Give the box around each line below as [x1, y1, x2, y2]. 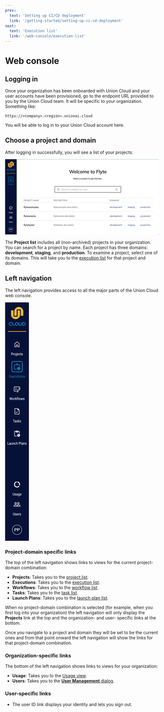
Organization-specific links [5, 652, 72, 659]
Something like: [5, 103, 37, 109]
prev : [5, 8, 16, 13]
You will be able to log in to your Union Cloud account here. [5, 122, 124, 128]
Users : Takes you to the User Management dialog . [12, 678, 115, 684]
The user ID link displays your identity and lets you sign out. [12, 701, 133, 707]
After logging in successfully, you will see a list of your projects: [5, 149, 133, 155]
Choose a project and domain [5, 136, 96, 144]
